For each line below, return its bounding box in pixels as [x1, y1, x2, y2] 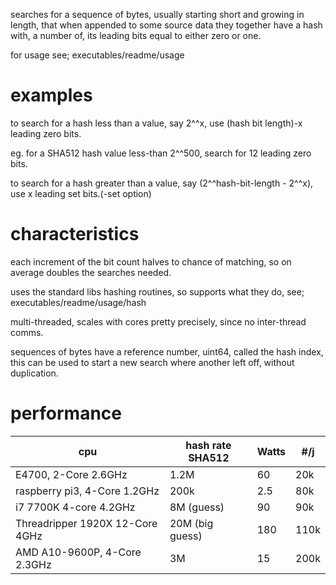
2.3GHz [15, 557, 52, 571]
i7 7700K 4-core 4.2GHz [15, 500, 136, 514]
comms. [10, 326, 44, 338]
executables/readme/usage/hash [10, 296, 147, 308]
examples [10, 84, 93, 107]
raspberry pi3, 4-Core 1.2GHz [15, 484, 160, 498]
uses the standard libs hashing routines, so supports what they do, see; [10, 285, 305, 298]
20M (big [169, 516, 214, 530]
